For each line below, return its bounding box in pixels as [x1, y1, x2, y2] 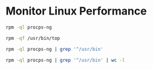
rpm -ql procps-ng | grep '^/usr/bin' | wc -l [5, 57, 125, 63]
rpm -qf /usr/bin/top [5, 35, 60, 41]
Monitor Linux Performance [5, 4, 147, 18]
